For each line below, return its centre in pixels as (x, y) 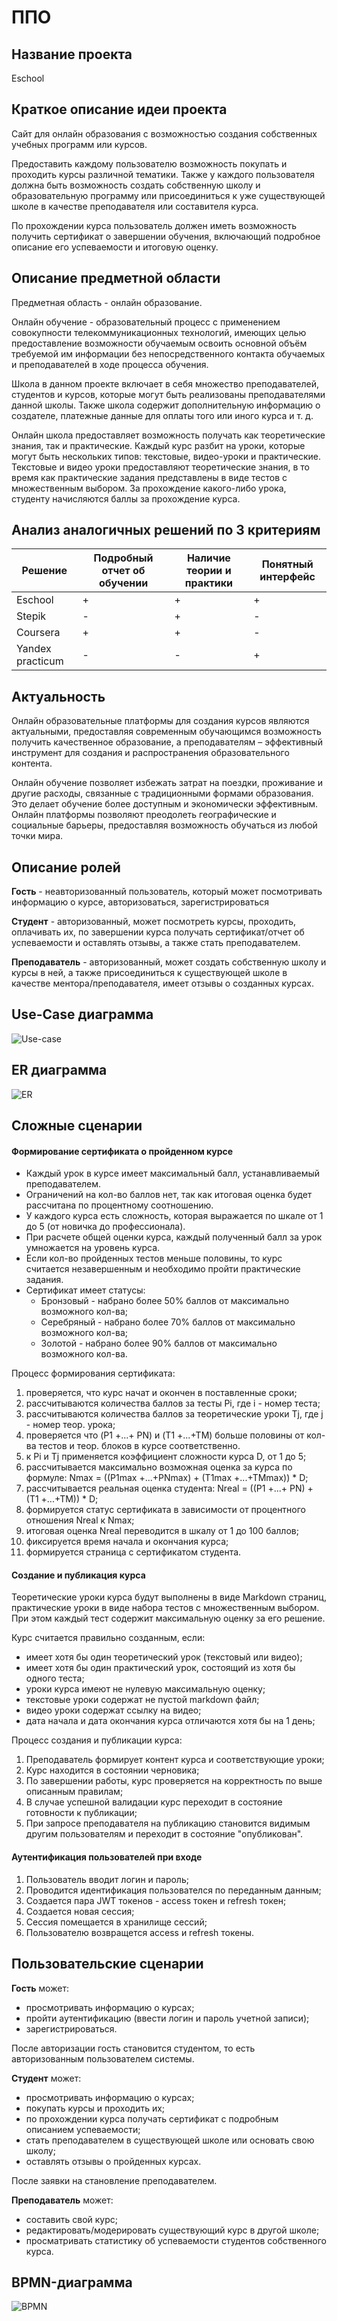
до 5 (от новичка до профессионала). (105, 1227)
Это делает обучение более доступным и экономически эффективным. (165, 804)
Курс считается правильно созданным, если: (108, 1638)
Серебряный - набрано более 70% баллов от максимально (168, 1322)
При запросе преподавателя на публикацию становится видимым (168, 1823)
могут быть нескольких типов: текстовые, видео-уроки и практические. (166, 456)
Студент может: (46, 2078)
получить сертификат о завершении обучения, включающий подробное (166, 236)
